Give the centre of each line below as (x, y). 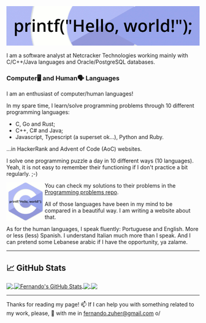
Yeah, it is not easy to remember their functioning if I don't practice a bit (97, 167)
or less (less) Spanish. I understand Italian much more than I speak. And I (99, 235)
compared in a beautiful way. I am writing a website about (118, 211)
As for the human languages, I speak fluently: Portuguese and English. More (102, 229)
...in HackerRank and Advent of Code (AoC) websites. (74, 149)
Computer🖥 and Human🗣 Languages (63, 78)
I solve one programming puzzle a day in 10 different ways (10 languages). (100, 161)
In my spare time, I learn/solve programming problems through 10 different (100, 106)
